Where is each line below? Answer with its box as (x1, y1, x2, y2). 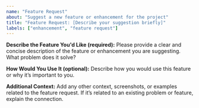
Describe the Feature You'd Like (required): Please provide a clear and (6, 41, 182, 48)
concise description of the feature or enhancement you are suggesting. (6, 48, 181, 55)
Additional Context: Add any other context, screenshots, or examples (6, 83, 177, 90)
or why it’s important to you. (6, 71, 75, 78)
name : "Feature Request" (6, 8, 68, 15)
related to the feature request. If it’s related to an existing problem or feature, (6, 89, 194, 96)
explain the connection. (6, 96, 64, 103)
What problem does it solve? (6, 54, 76, 61)
